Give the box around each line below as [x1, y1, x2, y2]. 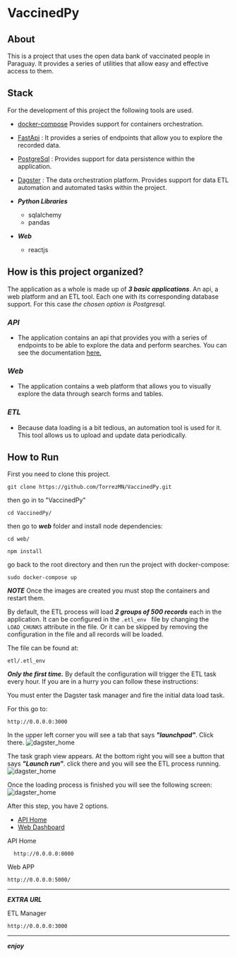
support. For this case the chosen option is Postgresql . [7, 299, 166, 308]
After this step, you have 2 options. [7, 802, 109, 810]
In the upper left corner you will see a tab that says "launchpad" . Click [7, 731, 214, 739]
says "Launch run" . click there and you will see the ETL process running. [7, 759, 221, 768]
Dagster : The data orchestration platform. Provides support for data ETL [17, 175, 229, 184]
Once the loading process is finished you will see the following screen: [7, 780, 212, 789]
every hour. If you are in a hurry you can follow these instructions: [7, 677, 199, 686]
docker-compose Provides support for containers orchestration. [17, 119, 204, 128]
